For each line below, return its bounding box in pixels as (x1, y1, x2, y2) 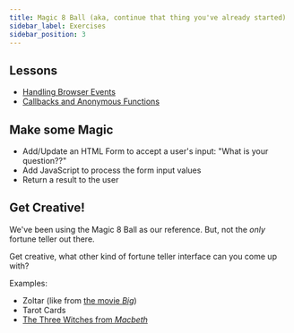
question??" (22, 156, 67, 166)
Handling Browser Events (22, 87, 117, 98)
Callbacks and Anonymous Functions (22, 96, 160, 107)
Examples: (9, 277, 48, 288)
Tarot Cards (22, 304, 66, 315)
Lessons (9, 63, 58, 78)
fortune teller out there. (9, 234, 96, 244)
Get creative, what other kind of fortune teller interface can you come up (9, 251, 278, 261)
